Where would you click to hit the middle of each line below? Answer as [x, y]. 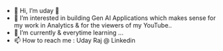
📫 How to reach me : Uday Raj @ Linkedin [74, 40]
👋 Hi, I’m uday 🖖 [36, 11]
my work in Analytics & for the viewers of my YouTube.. [93, 25]
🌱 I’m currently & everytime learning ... [68, 32]
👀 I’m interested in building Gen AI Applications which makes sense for [115, 18]
